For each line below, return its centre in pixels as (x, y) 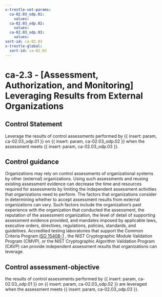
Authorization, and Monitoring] (69, 85)
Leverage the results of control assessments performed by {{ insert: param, (81, 136)
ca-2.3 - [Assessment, (52, 75)
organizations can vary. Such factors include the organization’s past (73, 205)
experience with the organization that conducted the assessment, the (75, 210)
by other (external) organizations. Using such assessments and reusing (77, 179)
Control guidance (32, 161)
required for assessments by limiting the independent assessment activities (81, 189)
